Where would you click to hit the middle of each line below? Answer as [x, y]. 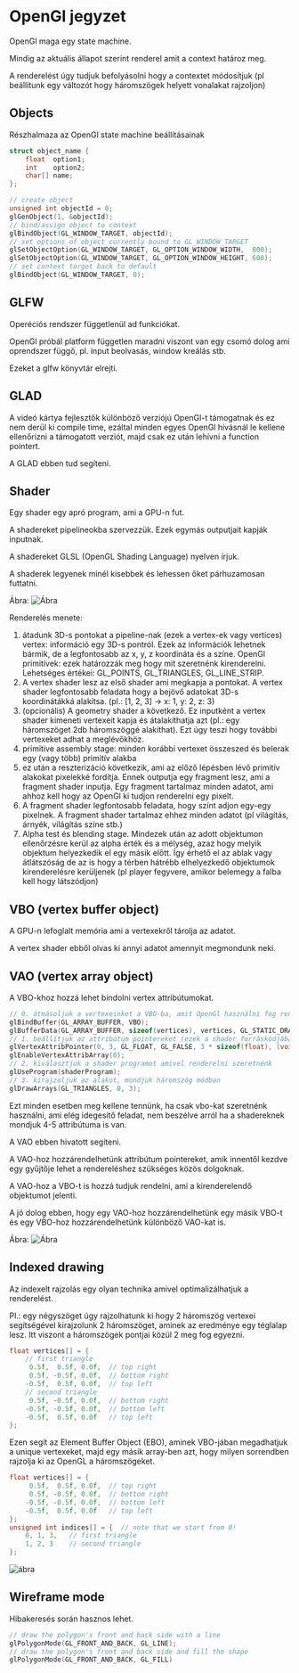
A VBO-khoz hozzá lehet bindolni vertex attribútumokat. [112, 997]
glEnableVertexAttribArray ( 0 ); [67, 1055]
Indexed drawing [57, 1267]
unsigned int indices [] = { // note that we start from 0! [123, 1527]
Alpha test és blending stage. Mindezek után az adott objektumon [142, 834]
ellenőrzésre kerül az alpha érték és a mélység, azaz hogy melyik [141, 843]
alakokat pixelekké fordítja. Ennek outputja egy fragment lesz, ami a [146, 777]
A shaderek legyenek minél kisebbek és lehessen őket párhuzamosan [137, 574]
